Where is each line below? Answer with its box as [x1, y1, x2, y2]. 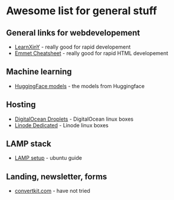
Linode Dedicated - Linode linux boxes [14, 121, 109, 128]
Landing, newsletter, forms [6, 172, 107, 182]
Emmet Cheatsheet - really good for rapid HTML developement [14, 50, 169, 57]
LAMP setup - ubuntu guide [14, 154, 83, 162]
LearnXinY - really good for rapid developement [14, 43, 131, 50]
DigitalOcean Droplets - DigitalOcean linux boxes [14, 115, 134, 122]
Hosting [6, 99, 37, 110]
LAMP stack [6, 139, 51, 149]
